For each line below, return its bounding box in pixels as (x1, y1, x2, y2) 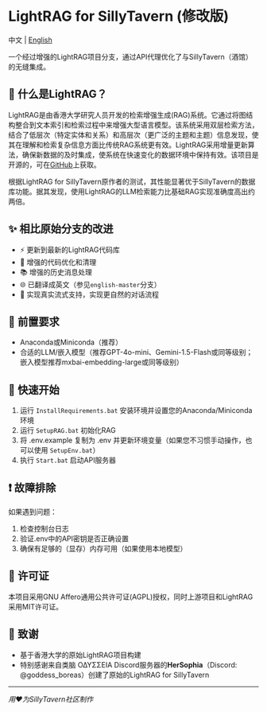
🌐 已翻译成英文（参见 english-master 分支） (19, 279, 161, 289)
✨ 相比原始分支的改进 (8, 222, 114, 235)
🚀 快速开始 (8, 383, 60, 396)
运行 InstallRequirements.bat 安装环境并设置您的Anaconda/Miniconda (19, 406, 253, 415)
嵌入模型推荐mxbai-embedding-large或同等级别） (19, 357, 184, 367)
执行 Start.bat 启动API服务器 (19, 455, 117, 465)
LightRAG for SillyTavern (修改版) (8, 7, 229, 25)
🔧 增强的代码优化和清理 (19, 257, 97, 267)
